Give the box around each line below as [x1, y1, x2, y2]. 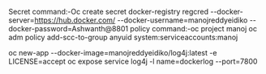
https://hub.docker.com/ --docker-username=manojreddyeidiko [34, 15, 248, 25]
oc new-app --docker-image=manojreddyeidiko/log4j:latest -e [8, 48, 217, 57]
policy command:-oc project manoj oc [129, 24, 258, 33]
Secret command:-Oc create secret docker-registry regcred [8, 7, 209, 16]
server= [8, 15, 35, 25]
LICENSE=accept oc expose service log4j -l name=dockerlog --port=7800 [8, 56, 258, 66]
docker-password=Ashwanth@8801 [8, 24, 128, 33]
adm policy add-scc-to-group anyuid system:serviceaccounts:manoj [8, 32, 238, 42]
